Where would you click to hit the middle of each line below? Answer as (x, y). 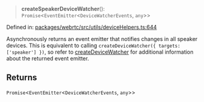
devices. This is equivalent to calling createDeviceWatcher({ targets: (93, 46)
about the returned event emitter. (48, 58)
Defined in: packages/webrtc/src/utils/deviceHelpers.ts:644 (82, 27)
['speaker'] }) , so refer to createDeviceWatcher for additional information (100, 52)
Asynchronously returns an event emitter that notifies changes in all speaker (102, 39)
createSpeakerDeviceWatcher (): (63, 9)
